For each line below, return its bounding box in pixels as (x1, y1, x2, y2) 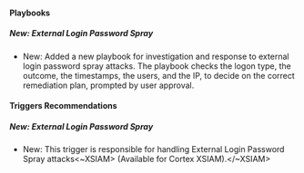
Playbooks (9, 7, 51, 18)
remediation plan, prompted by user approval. (22, 80, 195, 91)
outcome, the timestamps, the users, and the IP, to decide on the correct (22, 70, 296, 81)
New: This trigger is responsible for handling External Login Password (22, 144, 285, 155)
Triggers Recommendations (9, 101, 117, 111)
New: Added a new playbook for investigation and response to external (22, 51, 289, 62)
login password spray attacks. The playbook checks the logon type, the (22, 60, 291, 72)
